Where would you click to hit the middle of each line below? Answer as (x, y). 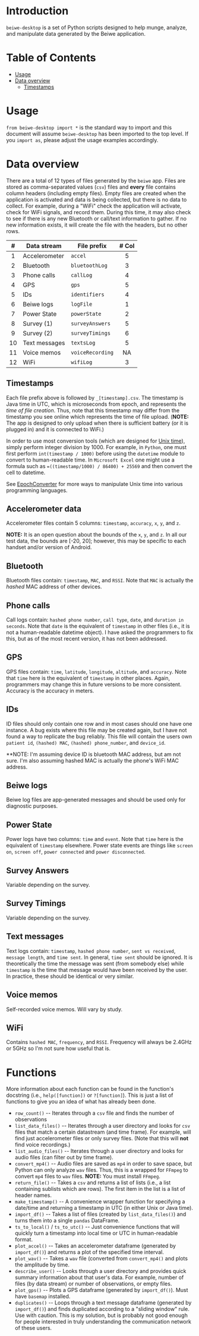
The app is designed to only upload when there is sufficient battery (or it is (97, 423)
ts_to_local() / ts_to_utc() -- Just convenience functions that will (97, 1227)
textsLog (83, 343)
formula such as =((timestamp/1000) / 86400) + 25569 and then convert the (99, 466)
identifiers (88, 294)
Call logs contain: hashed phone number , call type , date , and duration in (95, 620)
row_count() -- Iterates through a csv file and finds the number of (94, 1113)
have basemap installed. (42, 1296)
